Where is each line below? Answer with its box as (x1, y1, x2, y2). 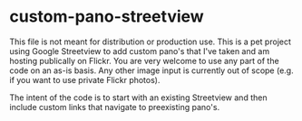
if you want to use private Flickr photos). (9, 74, 161, 85)
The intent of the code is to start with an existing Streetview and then (9, 92, 268, 103)
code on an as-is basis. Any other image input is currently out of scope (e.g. (9, 65, 294, 76)
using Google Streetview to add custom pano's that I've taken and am (9, 45, 270, 56)
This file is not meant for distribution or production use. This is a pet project (9, 36, 292, 47)
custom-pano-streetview (9, 6, 204, 27)
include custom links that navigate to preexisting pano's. (9, 101, 220, 112)
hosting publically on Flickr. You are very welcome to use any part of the (9, 55, 279, 66)
